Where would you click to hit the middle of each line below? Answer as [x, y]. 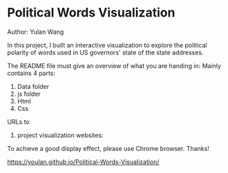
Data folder [33, 86]
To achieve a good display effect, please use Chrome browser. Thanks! [108, 148]
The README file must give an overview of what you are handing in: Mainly [114, 65]
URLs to [18, 121]
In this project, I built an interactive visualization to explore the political [107, 45]
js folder [29, 94]
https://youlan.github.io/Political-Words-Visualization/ [83, 162]
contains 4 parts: [31, 73]
